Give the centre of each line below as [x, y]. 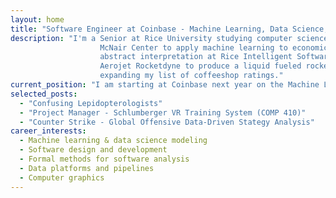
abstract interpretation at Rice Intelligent [196, 57]
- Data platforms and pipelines [87, 168]
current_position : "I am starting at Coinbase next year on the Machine [165, 85]
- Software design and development [93, 150]
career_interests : [48, 131]
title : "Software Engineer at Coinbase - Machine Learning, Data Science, [169, 29]
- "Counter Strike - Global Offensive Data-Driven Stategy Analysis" [167, 122]
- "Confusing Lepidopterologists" [91, 103]
